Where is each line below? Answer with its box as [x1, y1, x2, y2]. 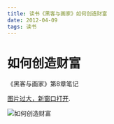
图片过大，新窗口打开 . [7, 95, 71, 103]
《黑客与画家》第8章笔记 [7, 79, 79, 88]
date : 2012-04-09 [7, 17, 58, 24]
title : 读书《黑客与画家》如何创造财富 [7, 10, 108, 17]
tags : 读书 [7, 23, 37, 30]
